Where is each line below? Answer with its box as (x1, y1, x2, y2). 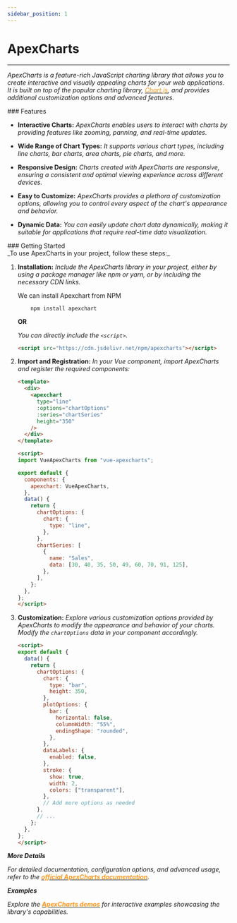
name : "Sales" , (49, 555, 94, 562)
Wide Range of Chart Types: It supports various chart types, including (17, 142, 224, 150)
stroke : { (43, 766, 72, 773)
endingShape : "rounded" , (55, 728, 129, 735)
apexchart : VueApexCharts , (30, 483, 110, 490)
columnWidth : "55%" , (55, 720, 116, 728)
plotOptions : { (43, 701, 88, 708)
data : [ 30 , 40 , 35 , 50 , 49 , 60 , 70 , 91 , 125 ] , (49, 562, 189, 569)
